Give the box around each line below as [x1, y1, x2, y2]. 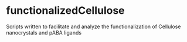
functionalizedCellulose [6, 4, 125, 17]
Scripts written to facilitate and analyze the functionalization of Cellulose [6, 23, 181, 30]
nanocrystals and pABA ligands [6, 29, 82, 36]
